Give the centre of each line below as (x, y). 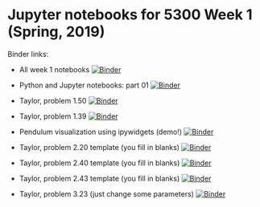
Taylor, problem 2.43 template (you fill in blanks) (99, 178)
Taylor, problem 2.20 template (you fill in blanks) (99, 147)
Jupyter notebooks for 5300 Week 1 (130, 15)
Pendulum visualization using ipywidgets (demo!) (101, 132)
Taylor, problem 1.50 (53, 100)
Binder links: (28, 54)
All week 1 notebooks (54, 69)
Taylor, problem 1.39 (53, 116)
